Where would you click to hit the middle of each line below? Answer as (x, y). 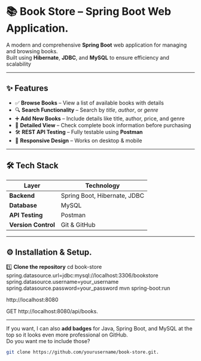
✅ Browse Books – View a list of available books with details (89, 103)
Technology (103, 185)
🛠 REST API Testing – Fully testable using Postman (79, 131)
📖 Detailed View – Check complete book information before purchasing (103, 125)
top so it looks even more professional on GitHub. (67, 335)
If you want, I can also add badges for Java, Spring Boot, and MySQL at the (99, 329)
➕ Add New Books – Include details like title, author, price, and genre (100, 118)
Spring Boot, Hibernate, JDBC (103, 195)
